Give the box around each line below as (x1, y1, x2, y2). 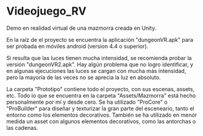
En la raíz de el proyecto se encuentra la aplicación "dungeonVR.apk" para (6, 36, 194, 43)
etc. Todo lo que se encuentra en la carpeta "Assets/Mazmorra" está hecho (6, 92, 196, 99)
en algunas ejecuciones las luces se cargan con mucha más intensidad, (6, 67, 187, 74)
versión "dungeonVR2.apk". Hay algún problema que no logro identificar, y (6, 61, 194, 68)
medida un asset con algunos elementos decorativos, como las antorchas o (6, 117, 196, 125)
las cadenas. (6, 124, 38, 131)
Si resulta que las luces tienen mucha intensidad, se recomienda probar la (6, 54, 192, 61)
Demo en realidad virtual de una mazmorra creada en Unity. (6, 24, 157, 32)
